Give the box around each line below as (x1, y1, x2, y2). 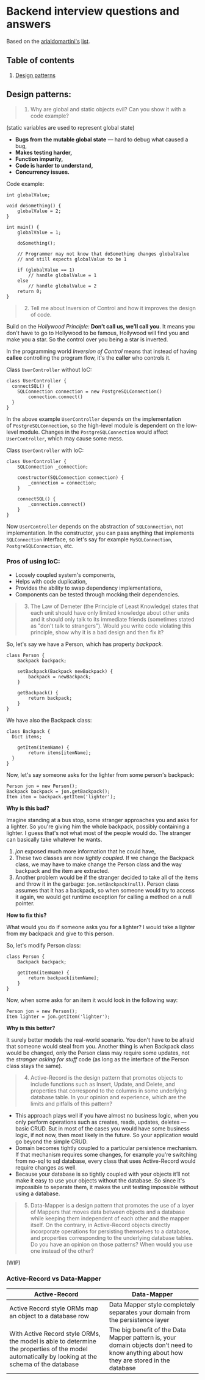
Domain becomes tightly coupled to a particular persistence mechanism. (15, 1144, 198, 1151)
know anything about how (109, 1349, 184, 1357)
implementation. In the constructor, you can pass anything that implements (6, 529, 195, 536)
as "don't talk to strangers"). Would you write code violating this (30, 622, 192, 629)
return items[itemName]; (28, 749, 92, 756)
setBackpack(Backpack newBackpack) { (17, 668, 113, 674)
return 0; (17, 288, 43, 294)
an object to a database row (9, 1312, 90, 1321)
